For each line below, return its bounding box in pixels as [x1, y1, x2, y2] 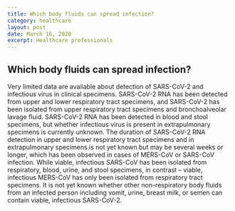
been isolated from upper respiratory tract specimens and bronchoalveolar [7, 105, 226, 113]
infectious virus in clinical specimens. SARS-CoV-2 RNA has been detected [7, 90, 228, 98]
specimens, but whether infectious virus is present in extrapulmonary [7, 120, 211, 128]
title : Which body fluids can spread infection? [7, 10, 155, 18]
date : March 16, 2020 [7, 30, 72, 38]
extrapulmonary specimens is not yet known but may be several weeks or [7, 143, 224, 151]
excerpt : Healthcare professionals [7, 37, 113, 44]
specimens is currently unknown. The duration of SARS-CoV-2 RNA [7, 128, 206, 136]
